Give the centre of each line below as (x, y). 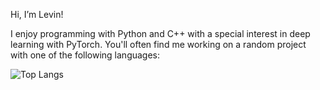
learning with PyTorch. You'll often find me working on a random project (158, 44)
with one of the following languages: (85, 55)
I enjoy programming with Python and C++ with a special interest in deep (160, 33)
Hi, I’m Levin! (37, 14)
